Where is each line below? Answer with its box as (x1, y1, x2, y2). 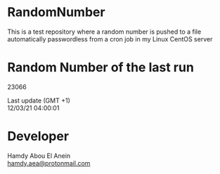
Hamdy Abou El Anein (7, 152, 71, 160)
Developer (7, 128, 69, 145)
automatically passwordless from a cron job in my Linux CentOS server (7, 34, 213, 43)
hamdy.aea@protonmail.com (7, 159, 91, 167)
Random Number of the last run (7, 60, 195, 76)
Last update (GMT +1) (7, 96, 70, 105)
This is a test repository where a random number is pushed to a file (7, 27, 202, 36)
